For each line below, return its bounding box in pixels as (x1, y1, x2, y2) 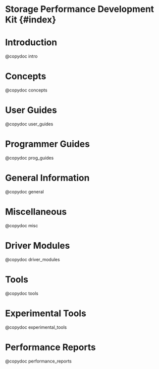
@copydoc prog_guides (5, 155, 54, 161)
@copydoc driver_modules (5, 256, 60, 262)
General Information (5, 173, 90, 184)
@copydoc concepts (5, 87, 48, 93)
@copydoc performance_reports (5, 358, 72, 364)
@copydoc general (5, 188, 44, 194)
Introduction (5, 37, 57, 48)
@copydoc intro (5, 53, 38, 59)
